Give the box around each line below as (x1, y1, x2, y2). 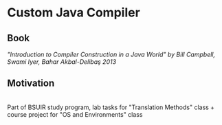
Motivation (7, 78, 55, 89)
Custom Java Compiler (7, 5, 141, 21)
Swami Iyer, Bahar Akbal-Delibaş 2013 (7, 58, 117, 66)
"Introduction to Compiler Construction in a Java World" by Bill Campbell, (7, 50, 215, 58)
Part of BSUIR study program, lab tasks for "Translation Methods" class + (7, 103, 215, 111)
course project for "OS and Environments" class (7, 110, 143, 118)
